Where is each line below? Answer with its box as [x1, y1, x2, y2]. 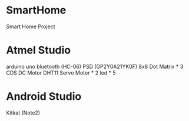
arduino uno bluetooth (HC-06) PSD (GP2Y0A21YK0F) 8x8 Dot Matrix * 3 [6, 63, 184, 70]
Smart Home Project [6, 23, 55, 30]
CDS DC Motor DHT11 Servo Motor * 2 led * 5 [6, 69, 116, 76]
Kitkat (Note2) [6, 109, 40, 116]
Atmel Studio [6, 43, 71, 57]
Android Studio [6, 90, 82, 103]
